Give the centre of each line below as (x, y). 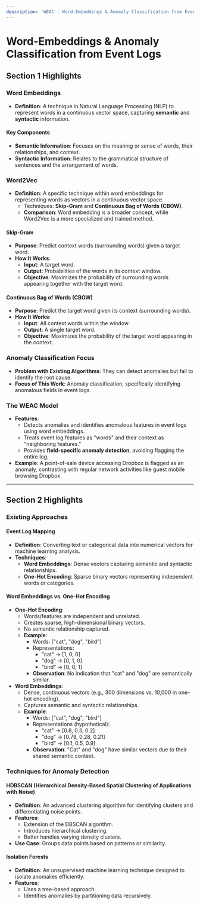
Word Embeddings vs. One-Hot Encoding (58, 597)
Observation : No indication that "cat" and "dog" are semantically (112, 673)
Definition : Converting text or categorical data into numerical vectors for (104, 545)
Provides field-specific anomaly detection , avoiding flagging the (104, 450)
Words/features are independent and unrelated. (82, 616)
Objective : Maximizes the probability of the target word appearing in (108, 336)
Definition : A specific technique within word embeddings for (89, 193)
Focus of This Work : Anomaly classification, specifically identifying (97, 384)
